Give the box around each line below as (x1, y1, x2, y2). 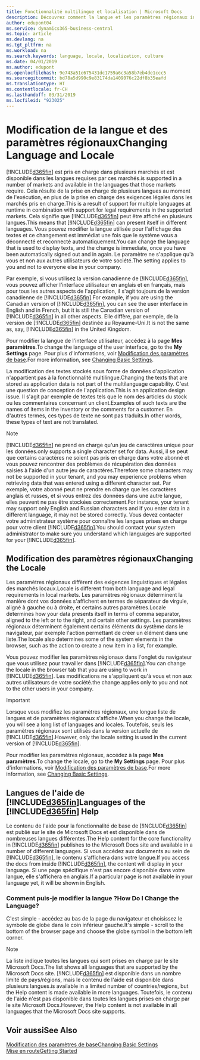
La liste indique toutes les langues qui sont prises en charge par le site (6, 957, 179, 965)
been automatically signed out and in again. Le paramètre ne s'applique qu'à (6, 250, 194, 258)
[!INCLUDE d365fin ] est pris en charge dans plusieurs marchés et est (6, 168, 174, 175)
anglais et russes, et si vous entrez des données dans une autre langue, (6, 492, 183, 499)
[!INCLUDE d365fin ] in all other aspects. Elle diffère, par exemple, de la (6, 312, 179, 320)
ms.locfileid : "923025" (6, 97, 65, 103)
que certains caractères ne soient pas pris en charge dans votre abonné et (6, 454, 189, 461)
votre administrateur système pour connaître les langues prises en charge (6, 517, 187, 525)
